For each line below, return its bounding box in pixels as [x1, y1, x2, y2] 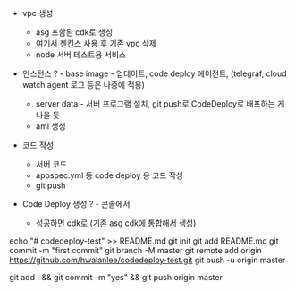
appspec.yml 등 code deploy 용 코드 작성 [35, 170, 183, 181]
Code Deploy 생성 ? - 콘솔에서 [21, 199, 131, 209]
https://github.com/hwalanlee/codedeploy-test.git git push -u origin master [9, 254, 286, 265]
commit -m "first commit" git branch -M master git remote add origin [9, 245, 262, 255]
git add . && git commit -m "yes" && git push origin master [9, 272, 223, 282]
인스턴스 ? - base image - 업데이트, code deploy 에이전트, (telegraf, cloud [21, 68, 288, 79]
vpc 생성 [21, 8, 54, 18]
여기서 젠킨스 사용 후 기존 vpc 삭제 [35, 39, 157, 48]
